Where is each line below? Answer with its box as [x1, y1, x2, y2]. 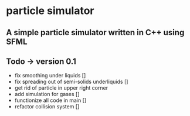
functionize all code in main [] [14, 97, 87, 104]
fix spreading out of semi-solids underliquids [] [14, 78, 128, 86]
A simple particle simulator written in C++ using [6, 28, 185, 37]
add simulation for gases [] [14, 91, 80, 98]
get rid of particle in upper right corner [14, 84, 108, 91]
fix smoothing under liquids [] [14, 72, 86, 79]
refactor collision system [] [14, 103, 80, 110]
